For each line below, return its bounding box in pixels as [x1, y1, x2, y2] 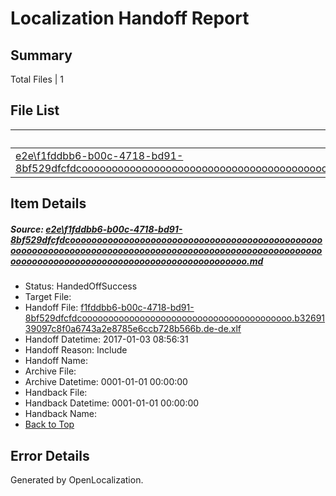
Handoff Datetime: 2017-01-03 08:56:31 [24, 333, 189, 346]
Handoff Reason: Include [24, 344, 128, 356]
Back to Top [24, 418, 75, 431]
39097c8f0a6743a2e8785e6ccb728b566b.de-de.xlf [24, 323, 242, 335]
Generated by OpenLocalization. [10, 473, 144, 486]
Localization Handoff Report [10, 7, 250, 30]
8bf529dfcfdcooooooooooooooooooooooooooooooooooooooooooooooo [10, 233, 323, 246]
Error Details [10, 447, 90, 464]
